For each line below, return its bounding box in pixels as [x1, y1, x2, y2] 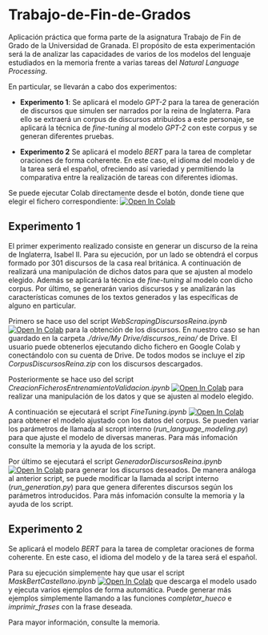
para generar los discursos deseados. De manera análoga [65, 465, 256, 475]
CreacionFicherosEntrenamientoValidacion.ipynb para [8, 382, 244, 392]
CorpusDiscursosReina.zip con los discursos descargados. [8, 358, 203, 368]
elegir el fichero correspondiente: [8, 196, 118, 206]
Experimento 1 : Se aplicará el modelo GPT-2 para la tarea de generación [19, 97, 260, 107]
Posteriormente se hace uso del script [8, 374, 134, 384]
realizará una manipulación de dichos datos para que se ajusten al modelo [8, 266, 254, 276]
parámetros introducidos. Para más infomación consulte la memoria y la [8, 491, 246, 500]
